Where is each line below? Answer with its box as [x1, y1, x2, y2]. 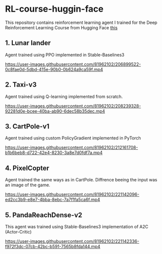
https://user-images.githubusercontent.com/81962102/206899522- [5, 61, 141, 67]
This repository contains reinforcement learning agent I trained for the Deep [5, 20, 158, 25]
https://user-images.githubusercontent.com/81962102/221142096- [5, 192, 140, 197]
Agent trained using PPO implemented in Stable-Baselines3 [5, 52, 124, 58]
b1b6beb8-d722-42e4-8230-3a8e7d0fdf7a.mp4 [5, 150, 103, 156]
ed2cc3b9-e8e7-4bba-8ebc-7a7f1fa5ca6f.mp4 [5, 196, 101, 203]
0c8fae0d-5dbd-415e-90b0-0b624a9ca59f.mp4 [5, 66, 103, 72]
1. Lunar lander [5, 39, 51, 47]
